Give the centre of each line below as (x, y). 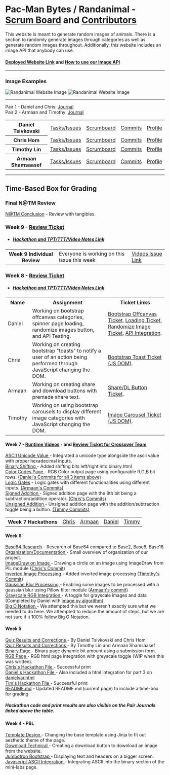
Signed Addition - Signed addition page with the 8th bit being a (71, 494)
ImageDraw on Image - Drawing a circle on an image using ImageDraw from (84, 563)
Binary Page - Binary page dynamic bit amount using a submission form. (81, 651)
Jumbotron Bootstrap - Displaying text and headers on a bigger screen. (80, 756)
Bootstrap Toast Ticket (135, 357)
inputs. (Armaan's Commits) (34, 488)
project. (13, 558)
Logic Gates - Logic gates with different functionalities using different (78, 482)
